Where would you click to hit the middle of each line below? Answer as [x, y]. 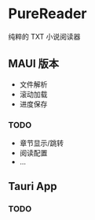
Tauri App [33, 186]
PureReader [47, 14]
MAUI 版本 [34, 64]
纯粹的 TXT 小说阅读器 [44, 36]
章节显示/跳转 [42, 144]
